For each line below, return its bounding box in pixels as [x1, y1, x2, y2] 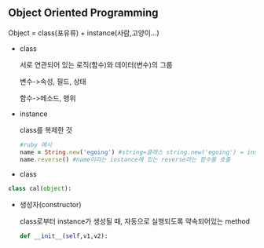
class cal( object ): [8, 184, 72, 193]
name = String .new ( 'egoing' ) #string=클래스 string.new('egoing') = [19, 148, 244, 156]
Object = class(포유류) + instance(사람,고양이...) [8, 27, 159, 38]
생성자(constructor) [19, 200, 82, 210]
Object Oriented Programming [8, 6, 159, 20]
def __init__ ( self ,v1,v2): [19, 232, 108, 240]
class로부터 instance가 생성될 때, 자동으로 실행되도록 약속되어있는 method [19, 217, 250, 226]
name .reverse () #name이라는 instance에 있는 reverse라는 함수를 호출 [19, 155, 231, 163]
